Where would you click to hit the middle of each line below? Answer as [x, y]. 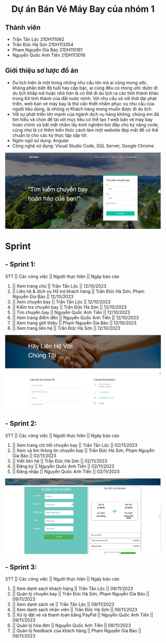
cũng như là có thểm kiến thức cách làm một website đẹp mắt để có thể [85, 130]
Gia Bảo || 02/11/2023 [34, 455]
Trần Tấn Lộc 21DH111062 [38, 39]
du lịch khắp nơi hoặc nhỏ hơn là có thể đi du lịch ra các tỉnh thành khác [85, 93]
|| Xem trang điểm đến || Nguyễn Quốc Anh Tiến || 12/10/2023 [76, 318]
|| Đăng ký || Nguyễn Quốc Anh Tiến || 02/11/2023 [63, 466]
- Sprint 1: [20, 264]
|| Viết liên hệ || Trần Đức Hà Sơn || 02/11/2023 [60, 461]
